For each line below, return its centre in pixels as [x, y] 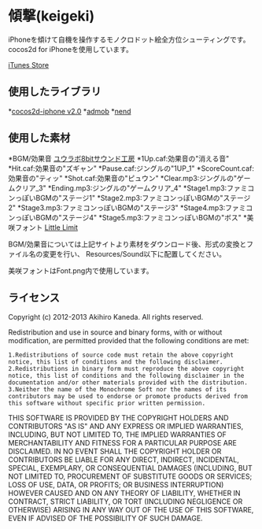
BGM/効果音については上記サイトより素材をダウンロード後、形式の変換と [127, 244]
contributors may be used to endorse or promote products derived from [128, 397]
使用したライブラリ [55, 92]
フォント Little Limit [46, 227]
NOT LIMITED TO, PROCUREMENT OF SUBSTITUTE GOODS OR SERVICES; [130, 476]
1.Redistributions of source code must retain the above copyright [121, 355]
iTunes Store [29, 65]
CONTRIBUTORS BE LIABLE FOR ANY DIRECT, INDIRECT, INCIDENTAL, [124, 460]
